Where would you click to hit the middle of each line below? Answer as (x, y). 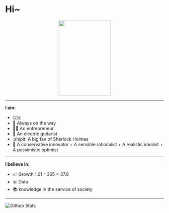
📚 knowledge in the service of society (53, 189)
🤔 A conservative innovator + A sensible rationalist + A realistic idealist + (88, 144)
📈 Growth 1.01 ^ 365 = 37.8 (41, 174)
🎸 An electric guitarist (35, 134)
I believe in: (18, 164)
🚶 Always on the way (34, 123)
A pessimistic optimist (35, 150)
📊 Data (20, 181)
